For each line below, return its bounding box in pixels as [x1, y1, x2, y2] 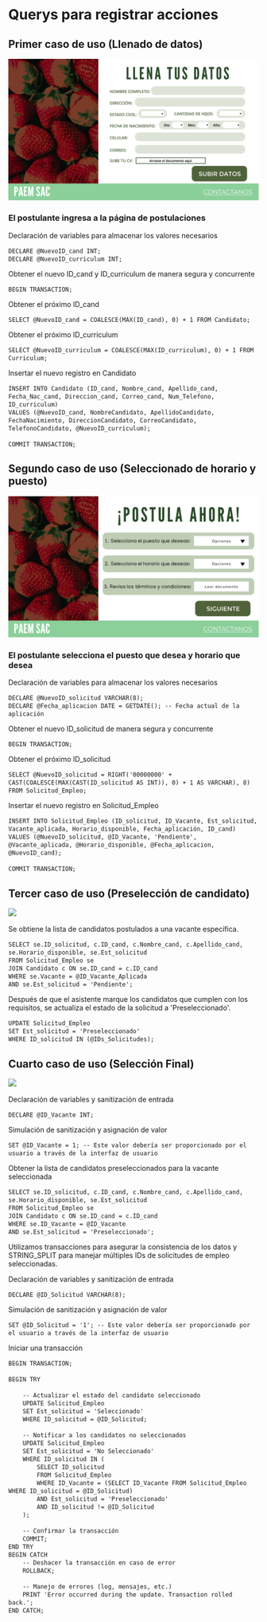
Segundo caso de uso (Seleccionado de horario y [8, 462, 257, 476]
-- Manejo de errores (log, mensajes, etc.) [22, 1583, 172, 1591]
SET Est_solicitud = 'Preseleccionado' [8, 1027, 141, 1035]
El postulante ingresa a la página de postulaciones [8, 213, 207, 224]
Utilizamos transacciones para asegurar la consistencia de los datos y [8, 1242, 238, 1252]
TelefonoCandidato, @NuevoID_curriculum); [8, 424, 151, 432]
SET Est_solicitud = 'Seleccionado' [22, 1408, 145, 1416]
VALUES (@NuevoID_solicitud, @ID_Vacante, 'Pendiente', [8, 833, 197, 842]
